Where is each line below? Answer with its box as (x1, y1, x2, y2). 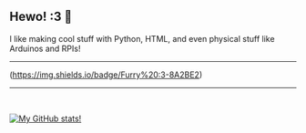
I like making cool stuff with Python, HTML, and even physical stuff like (9, 33, 275, 44)
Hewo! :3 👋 (9, 9, 73, 25)
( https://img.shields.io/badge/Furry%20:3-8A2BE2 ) (9, 69, 203, 80)
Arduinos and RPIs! (9, 43, 81, 54)
